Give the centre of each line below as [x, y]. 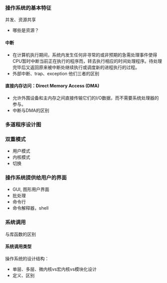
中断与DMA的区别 [31, 110]
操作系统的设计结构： [27, 259]
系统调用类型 [18, 247]
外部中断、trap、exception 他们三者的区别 [56, 73]
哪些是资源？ [25, 30]
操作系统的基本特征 [28, 7]
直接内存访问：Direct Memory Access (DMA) [52, 86]
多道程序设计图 [23, 124]
